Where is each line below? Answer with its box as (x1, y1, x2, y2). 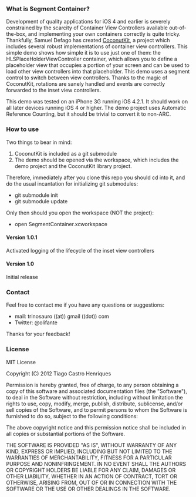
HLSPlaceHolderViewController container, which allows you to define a (6, 55, 178, 63)
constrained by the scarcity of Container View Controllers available (6, 24, 168, 31)
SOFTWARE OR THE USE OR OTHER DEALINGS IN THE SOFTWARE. (6, 485, 171, 492)
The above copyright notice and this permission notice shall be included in (6, 424, 186, 431)
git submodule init (14, 192, 59, 199)
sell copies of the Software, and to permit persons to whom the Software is (6, 406, 188, 413)
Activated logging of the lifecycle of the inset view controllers (6, 247, 154, 254)
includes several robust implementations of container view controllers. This (6, 43, 188, 50)
